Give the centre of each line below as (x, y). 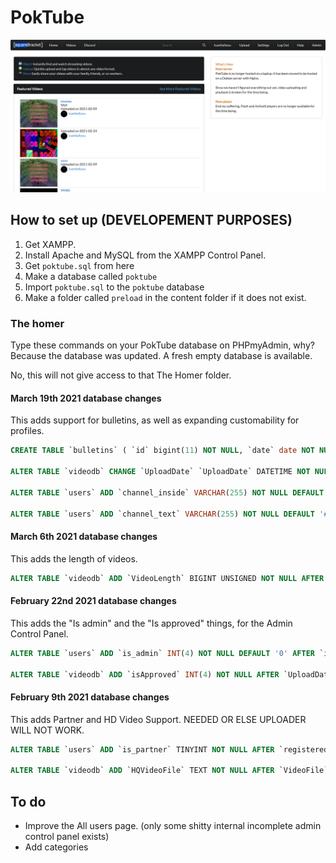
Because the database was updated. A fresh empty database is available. (161, 356)
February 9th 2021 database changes (90, 697)
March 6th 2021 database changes (84, 537)
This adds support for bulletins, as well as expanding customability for (155, 420)
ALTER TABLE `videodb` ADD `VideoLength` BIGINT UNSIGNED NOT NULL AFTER (167, 578)
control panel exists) (67, 837)
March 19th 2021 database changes (86, 398)
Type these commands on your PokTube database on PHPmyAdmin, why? (162, 345)
